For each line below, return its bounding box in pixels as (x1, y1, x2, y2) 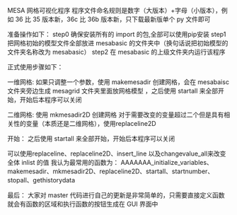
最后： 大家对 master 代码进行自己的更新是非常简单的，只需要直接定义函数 (7, 191, 225, 199)
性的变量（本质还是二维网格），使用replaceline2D (13, 120, 157, 127)
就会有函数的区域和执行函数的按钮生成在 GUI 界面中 (7, 200, 158, 208)
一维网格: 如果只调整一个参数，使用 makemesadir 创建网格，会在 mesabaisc (7, 78, 230, 86)
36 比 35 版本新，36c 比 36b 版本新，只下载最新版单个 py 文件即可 (15, 15, 211, 23)
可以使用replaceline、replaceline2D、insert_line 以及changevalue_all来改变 (7, 149, 226, 158)
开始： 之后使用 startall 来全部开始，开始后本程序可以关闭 (7, 134, 175, 143)
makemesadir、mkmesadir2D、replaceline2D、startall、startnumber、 (7, 167, 214, 175)
